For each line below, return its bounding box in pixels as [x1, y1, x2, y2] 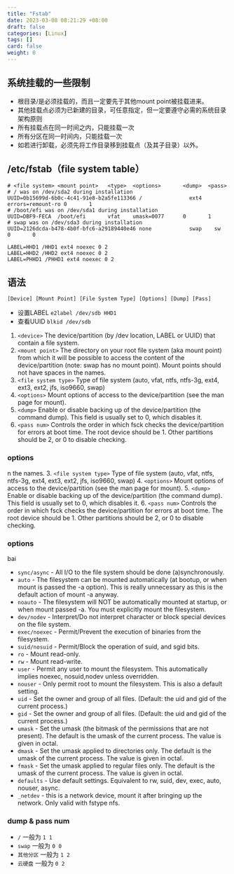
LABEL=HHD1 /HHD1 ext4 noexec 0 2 [7, 243, 109, 251]
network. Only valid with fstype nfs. [17, 798, 121, 807]
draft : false [7, 23, 46, 30]
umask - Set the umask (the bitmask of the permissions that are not [17, 724, 209, 733]
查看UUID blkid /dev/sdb [17, 317, 91, 326]
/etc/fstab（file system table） [7, 163, 145, 175]
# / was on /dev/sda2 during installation [7, 188, 133, 195]
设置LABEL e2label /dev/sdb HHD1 [17, 309, 117, 317]
